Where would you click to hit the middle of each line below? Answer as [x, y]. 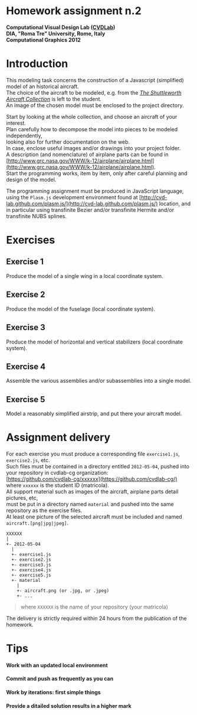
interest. [16, 123]
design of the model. [31, 179]
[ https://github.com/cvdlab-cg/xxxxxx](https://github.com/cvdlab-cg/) [92, 479]
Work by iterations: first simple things [54, 693]
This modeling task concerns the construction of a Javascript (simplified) [95, 80]
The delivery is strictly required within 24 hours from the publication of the [96, 619]
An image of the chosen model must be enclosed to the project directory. [95, 105]
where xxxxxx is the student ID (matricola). [58, 486]
